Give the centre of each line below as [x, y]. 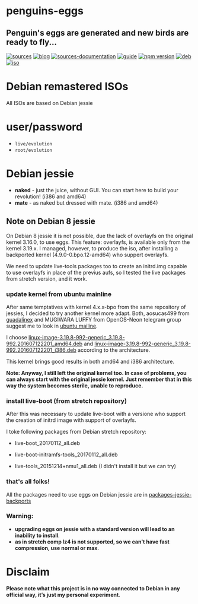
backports [19, 501]
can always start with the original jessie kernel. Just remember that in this [99, 379]
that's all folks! [28, 482]
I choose [17, 337]
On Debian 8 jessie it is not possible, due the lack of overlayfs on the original [100, 236]
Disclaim [28, 572]
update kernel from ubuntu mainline [59, 294]
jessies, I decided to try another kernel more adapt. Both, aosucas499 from [98, 313]
